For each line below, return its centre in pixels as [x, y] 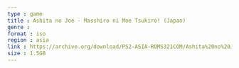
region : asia [28, 40]
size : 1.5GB [27, 54]
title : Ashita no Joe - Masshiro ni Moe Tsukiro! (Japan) [97, 21]
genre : [19, 27]
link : [17, 47]
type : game [25, 14]
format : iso [27, 34]
